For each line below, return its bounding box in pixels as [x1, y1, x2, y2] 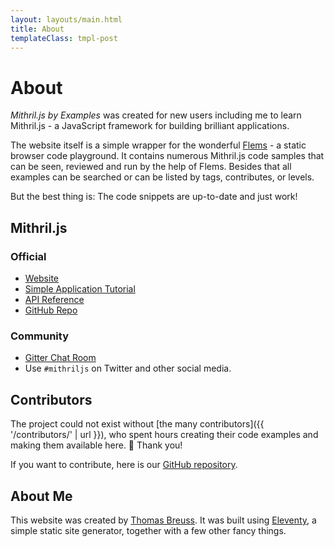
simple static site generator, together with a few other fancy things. [10, 524, 287, 536]
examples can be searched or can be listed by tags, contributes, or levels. [10, 171, 315, 183]
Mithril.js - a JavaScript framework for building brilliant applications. [10, 120, 290, 132]
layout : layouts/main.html [10, 14, 123, 25]
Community [10, 329, 69, 343]
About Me [10, 487, 73, 505]
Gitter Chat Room [24, 352, 97, 364]
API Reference [24, 294, 85, 305]
